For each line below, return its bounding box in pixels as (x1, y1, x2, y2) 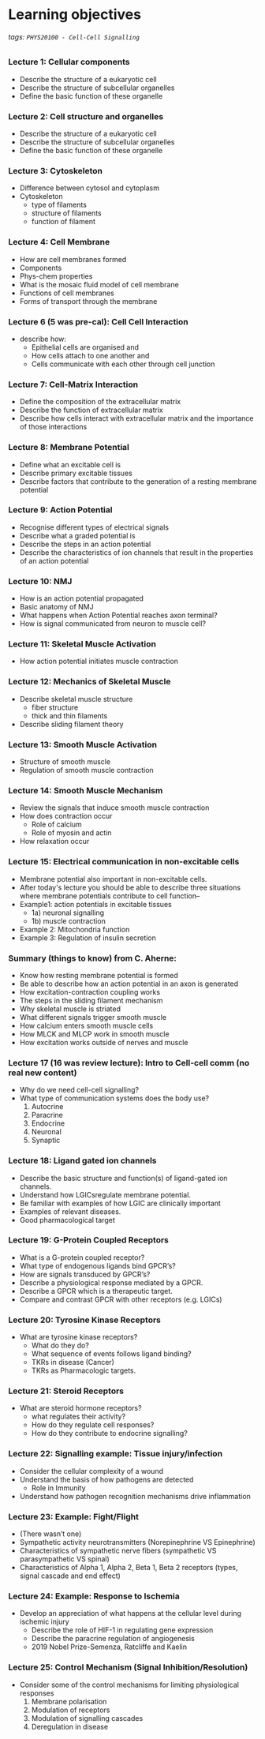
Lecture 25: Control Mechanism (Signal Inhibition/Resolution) (8, 1662, 248, 1673)
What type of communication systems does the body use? (19, 1093, 210, 1103)
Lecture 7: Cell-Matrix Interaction (8, 379, 139, 390)
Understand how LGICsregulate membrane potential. (19, 1190, 192, 1199)
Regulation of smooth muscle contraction (19, 766, 154, 775)
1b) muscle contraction (31, 916, 106, 925)
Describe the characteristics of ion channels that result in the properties (19, 547, 254, 557)
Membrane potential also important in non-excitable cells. (19, 874, 207, 883)
